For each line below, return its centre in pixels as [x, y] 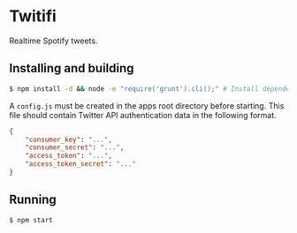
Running [33, 200]
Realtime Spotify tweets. [53, 41]
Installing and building [72, 68]
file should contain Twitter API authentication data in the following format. [143, 115]
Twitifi [33, 16]
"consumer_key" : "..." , [69, 139]
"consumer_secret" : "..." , [75, 147]
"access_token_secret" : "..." [81, 164]
